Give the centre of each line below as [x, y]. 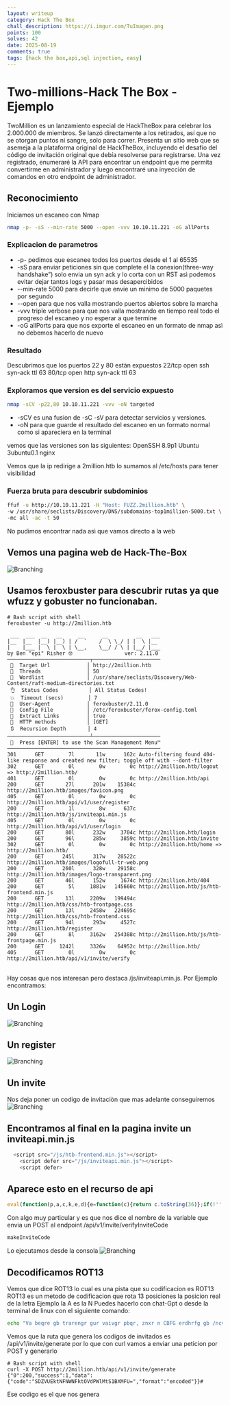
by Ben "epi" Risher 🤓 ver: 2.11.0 [83, 653]
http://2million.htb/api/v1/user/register [68, 802]
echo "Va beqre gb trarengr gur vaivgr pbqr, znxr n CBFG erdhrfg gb [108, 1323]
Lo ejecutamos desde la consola [53, 1251]
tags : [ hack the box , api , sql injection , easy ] [75, 58]
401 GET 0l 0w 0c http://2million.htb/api [108, 778]
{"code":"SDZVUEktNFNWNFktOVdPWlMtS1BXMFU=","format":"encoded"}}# [105, 1381]
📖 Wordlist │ [50, 677]
